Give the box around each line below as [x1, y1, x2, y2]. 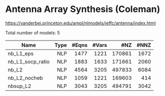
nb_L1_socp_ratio [8, 58, 50, 65]
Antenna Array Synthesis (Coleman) [5, 3, 160, 15]
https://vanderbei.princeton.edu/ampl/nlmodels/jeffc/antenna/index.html [5, 20, 156, 26]
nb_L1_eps [8, 50, 34, 57]
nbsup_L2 [8, 82, 32, 89]
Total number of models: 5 [5, 29, 60, 35]
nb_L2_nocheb [8, 74, 43, 81]
